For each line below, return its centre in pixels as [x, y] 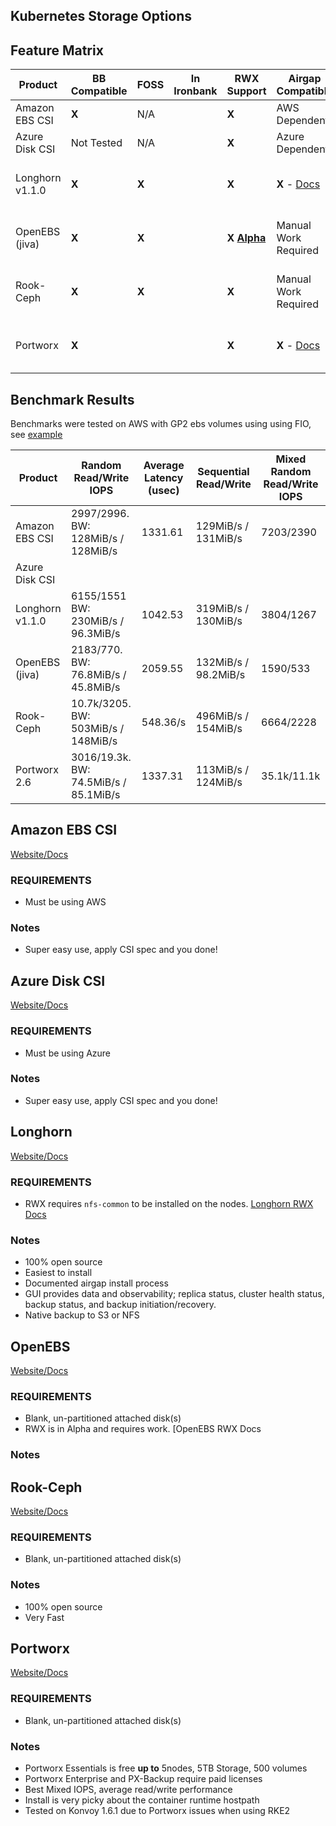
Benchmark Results [72, 399]
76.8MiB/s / [98, 675]
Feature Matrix [57, 50]
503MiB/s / [97, 729]
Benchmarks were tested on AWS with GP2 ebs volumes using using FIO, [161, 424]
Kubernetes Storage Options [101, 16]
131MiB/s [219, 539]
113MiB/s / [222, 770]
